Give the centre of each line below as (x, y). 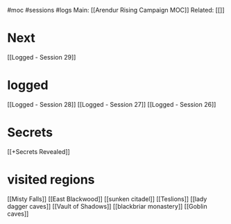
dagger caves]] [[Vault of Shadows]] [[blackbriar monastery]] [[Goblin (107, 206)
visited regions (51, 180)
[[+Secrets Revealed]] (39, 151)
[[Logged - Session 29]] (42, 57)
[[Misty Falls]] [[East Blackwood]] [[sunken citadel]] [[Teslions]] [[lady (107, 199)
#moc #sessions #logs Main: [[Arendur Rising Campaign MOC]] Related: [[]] (116, 10)
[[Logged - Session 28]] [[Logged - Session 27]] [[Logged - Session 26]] (112, 104)
